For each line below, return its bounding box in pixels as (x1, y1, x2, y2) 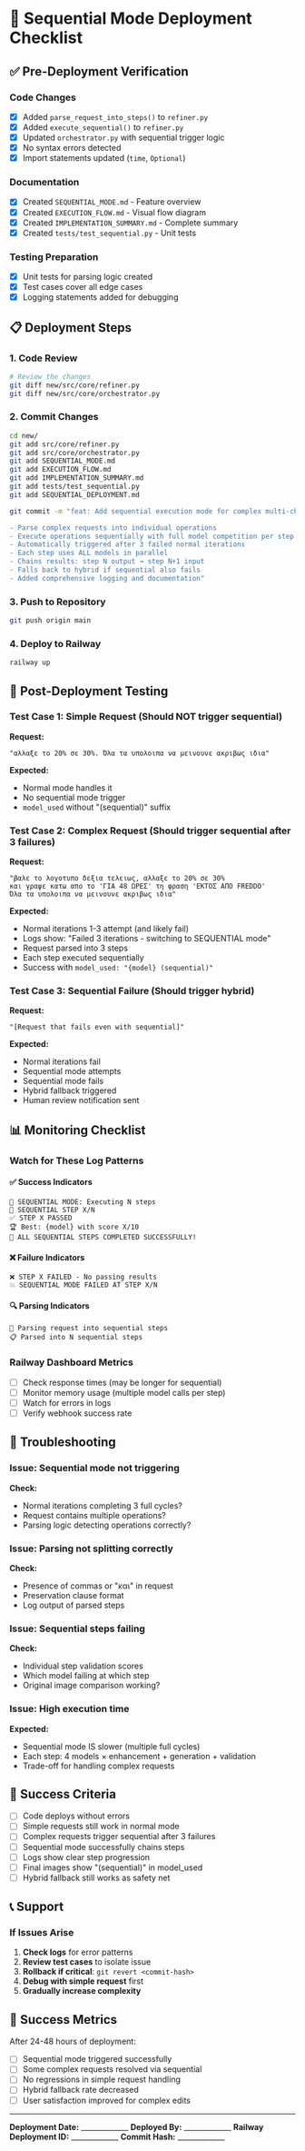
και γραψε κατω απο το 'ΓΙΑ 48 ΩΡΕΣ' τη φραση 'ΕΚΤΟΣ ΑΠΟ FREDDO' (9, 881, 266, 891)
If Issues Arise (9, 1927, 74, 1939)
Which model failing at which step (22, 1670, 150, 1681)
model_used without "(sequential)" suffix (22, 802, 171, 812)
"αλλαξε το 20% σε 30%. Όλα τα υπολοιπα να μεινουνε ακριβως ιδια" (9, 749, 271, 758)
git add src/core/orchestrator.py (9, 448, 141, 457)
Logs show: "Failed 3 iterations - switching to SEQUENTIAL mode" (22, 933, 271, 944)
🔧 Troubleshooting (9, 1435, 116, 1450)
